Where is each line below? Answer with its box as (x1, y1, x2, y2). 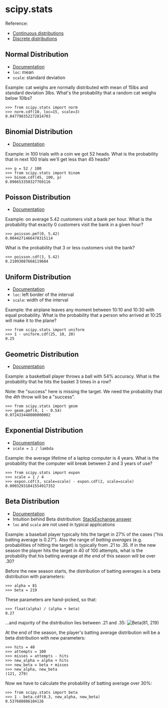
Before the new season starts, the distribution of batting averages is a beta (5, 568, 160, 574)
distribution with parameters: (5, 573, 66, 579)
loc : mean (12, 69, 34, 75)
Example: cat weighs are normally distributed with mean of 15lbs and (5, 84, 148, 90)
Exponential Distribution (5, 426, 83, 435)
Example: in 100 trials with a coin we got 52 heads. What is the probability (5, 151, 158, 157)
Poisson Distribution (5, 193, 71, 201)
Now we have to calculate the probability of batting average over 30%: (5, 680, 152, 686)
